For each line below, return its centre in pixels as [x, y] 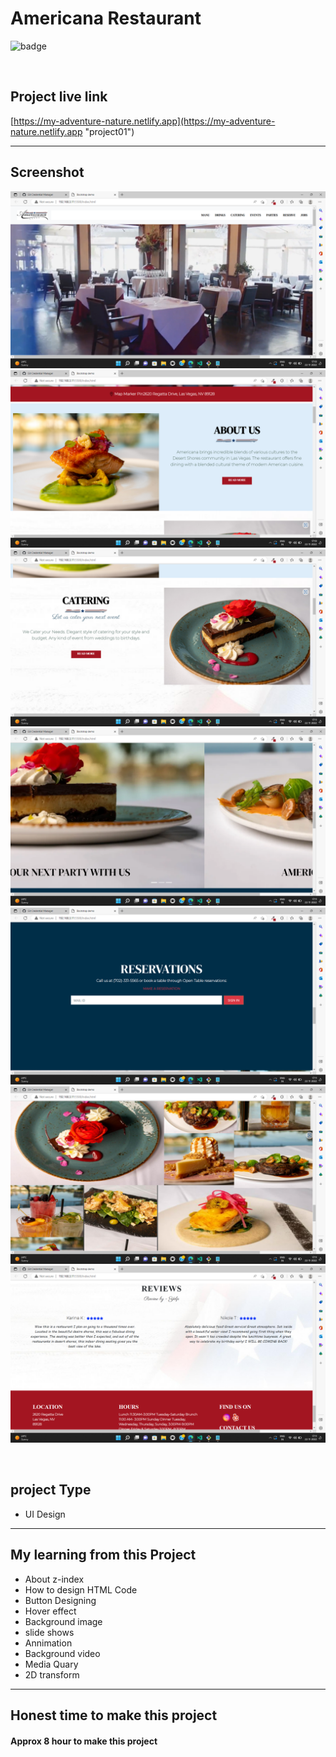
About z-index [54, 1579]
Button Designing [60, 1600]
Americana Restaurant [106, 18]
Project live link [59, 97]
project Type [51, 1490]
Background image [63, 1621]
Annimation [48, 1643]
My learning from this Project [103, 1555]
